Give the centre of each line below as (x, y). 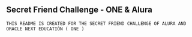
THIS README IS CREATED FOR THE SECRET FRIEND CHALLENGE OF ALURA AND (96, 23)
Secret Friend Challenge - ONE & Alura (79, 10)
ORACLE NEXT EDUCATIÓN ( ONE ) (45, 29)
